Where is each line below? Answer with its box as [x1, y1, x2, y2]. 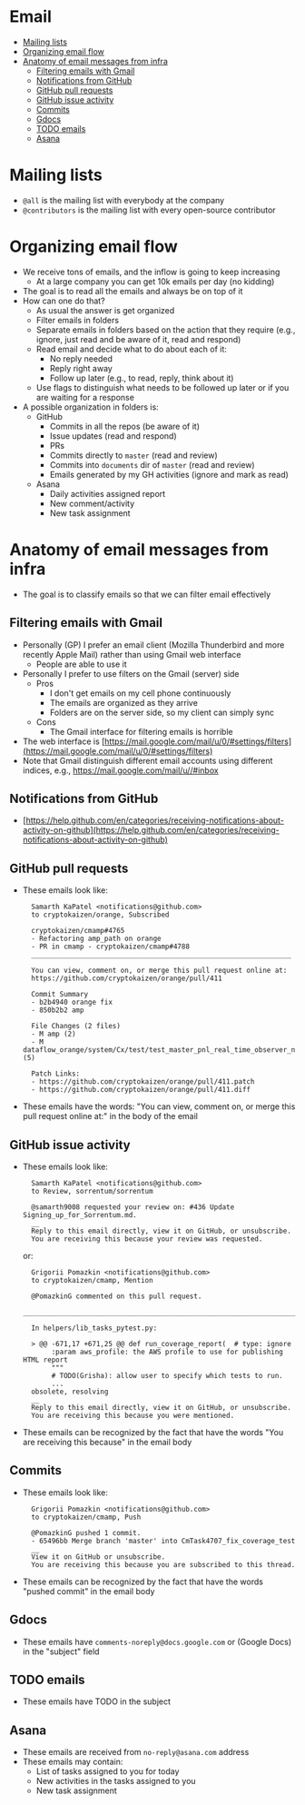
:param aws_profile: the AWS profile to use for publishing [51, 1347, 283, 1356]
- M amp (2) [31, 1029, 76, 1039]
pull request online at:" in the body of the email [22, 1111, 198, 1122]
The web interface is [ [22, 736, 105, 747]
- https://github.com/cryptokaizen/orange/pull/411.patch [31, 1077, 255, 1086]
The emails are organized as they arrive [49, 697, 198, 708]
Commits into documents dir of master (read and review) [49, 459, 256, 470]
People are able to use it [35, 659, 127, 669]
